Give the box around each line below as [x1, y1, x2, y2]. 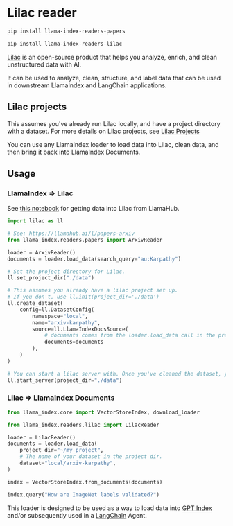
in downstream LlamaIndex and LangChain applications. [7, 81, 167, 89]
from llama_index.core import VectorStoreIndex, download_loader [7, 409, 200, 416]
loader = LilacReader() [7, 434, 76, 441]
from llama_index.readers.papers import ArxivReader [7, 236, 163, 243]
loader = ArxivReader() [7, 249, 76, 256]
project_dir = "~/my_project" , [19, 447, 104, 454]
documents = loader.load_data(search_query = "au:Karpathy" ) [7, 255, 182, 263]
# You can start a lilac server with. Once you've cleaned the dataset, [7, 370, 222, 377]
